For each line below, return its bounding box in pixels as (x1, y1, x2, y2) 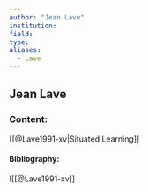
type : (9, 37, 29, 47)
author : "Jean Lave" (9, 12, 85, 22)
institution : (9, 21, 57, 30)
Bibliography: (9, 154, 60, 165)
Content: (9, 113, 48, 126)
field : (9, 29, 33, 38)
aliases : (9, 46, 41, 55)
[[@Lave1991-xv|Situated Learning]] (9, 134, 140, 144)
